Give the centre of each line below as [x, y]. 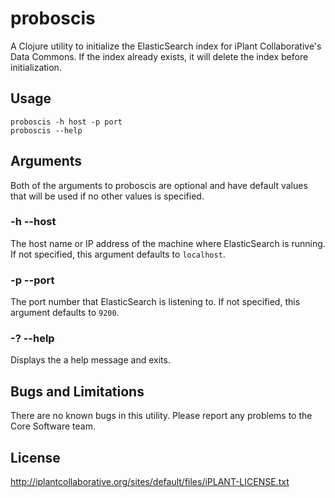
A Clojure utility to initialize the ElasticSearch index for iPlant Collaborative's [166, 46]
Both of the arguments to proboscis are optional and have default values [159, 185]
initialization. [36, 67]
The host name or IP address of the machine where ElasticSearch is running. [168, 243]
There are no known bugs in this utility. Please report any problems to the [161, 416]
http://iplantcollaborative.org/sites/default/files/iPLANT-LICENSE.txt [150, 482]
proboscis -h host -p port [66, 122]
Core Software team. [53, 426]
